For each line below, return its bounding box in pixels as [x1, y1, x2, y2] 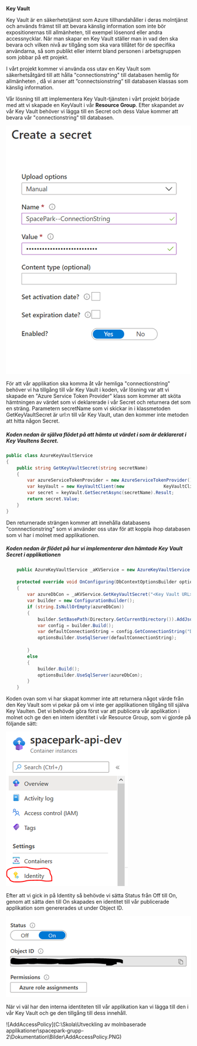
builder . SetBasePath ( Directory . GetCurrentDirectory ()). [37, 616, 177, 622]
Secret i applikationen [6, 551, 61, 558]
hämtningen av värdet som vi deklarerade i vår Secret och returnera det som [6, 398, 191, 405]
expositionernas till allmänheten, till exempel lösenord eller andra [6, 29, 163, 36]
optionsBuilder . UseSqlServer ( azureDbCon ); [37, 672, 143, 678]
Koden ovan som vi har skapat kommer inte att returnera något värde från [6, 695, 184, 702]
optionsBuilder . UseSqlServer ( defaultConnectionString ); [37, 635, 177, 641]
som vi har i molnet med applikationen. [6, 531, 100, 538]
